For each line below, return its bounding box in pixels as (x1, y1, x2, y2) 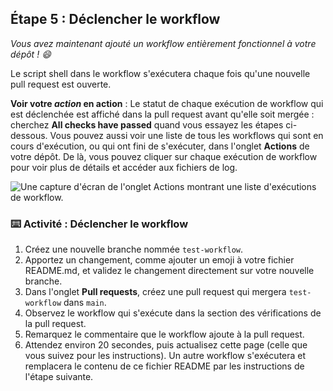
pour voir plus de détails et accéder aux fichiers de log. (10, 161, 238, 173)
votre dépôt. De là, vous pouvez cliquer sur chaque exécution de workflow (10, 150, 318, 162)
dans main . (63, 297, 107, 309)
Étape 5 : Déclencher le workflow (10, 11, 221, 28)
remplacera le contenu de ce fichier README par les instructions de (24, 360, 305, 372)
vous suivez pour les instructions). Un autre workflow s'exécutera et (24, 350, 307, 362)
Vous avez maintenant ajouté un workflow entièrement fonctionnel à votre (10, 37, 317, 49)
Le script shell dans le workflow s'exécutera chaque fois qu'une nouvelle (10, 67, 311, 79)
